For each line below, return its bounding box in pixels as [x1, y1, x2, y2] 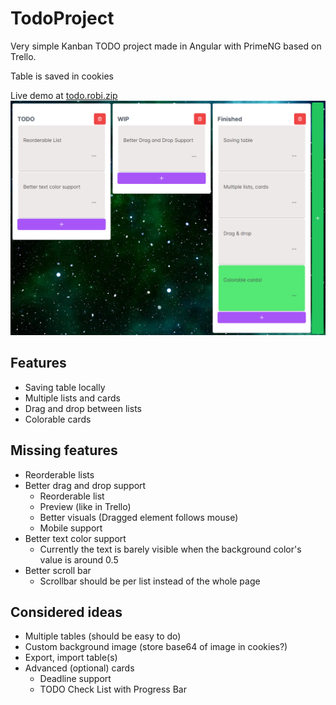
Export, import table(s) [24, 652, 118, 664]
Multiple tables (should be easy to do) [24, 630, 182, 642]
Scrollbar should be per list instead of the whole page [39, 575, 261, 587]
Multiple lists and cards [24, 392, 121, 404]
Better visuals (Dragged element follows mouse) [39, 511, 239, 523]
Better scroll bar [24, 564, 92, 576]
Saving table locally [24, 381, 106, 393]
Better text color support [24, 532, 127, 544]
